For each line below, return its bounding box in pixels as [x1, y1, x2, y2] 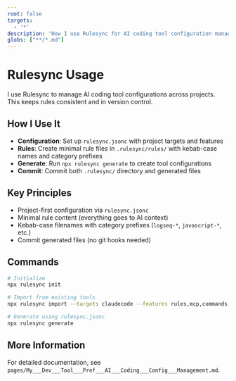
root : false [7, 10, 42, 18]
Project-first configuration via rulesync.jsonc [17, 206, 149, 214]
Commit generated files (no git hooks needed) [17, 235, 152, 244]
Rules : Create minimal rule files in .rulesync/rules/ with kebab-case [17, 144, 218, 152]
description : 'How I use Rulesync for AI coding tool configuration [7, 30, 212, 37]
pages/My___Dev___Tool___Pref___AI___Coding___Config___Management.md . [7, 366, 220, 374]
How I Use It [7, 118, 61, 130]
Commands [7, 256, 60, 268]
